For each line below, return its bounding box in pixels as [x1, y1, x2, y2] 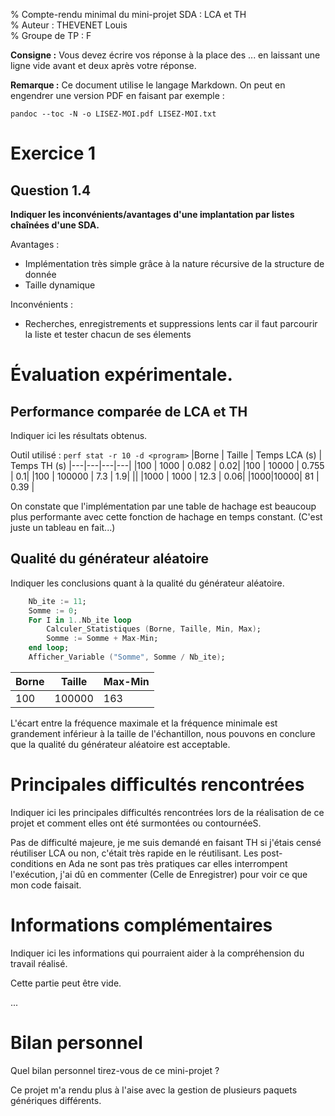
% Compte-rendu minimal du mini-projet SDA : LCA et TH [10, 9, 247, 20]
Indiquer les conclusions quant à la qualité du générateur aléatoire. [10, 577, 285, 589]
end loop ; [28, 643, 70, 653]
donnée [24, 269, 57, 280]
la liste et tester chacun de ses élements [24, 329, 192, 340]
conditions [10, 857, 54, 869]
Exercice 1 [10, 142, 97, 165]
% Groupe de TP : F [10, 30, 92, 41]
